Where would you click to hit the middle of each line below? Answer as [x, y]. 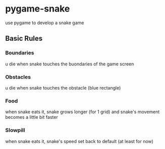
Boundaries [20, 53]
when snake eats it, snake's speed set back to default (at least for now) [79, 141]
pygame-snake [38, 9]
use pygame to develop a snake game [45, 23]
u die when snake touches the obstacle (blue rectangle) [63, 88]
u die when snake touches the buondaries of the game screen [70, 64]
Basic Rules [24, 39]
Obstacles [18, 77]
